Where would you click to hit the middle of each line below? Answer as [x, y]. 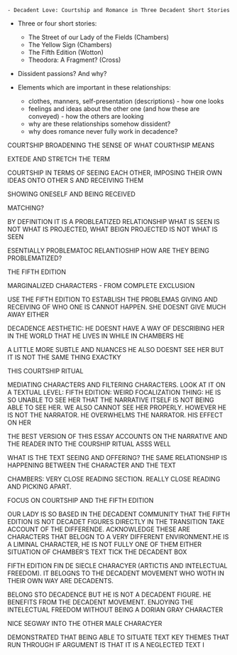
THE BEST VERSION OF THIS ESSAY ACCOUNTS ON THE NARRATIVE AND [117, 436]
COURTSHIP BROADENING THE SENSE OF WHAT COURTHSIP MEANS [111, 145]
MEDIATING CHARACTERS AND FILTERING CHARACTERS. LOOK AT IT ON [116, 385]
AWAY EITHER [28, 314]
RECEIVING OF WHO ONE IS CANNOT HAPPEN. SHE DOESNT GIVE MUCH [117, 307]
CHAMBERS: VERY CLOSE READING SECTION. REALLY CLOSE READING [114, 479]
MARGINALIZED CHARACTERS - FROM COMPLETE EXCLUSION [101, 286]
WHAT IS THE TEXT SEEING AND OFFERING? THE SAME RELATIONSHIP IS [117, 458]
